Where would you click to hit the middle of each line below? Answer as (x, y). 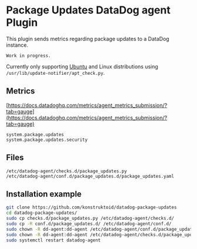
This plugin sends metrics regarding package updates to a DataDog (88, 39)
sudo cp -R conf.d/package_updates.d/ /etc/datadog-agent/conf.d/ (89, 224)
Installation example (44, 194)
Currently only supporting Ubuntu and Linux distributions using (82, 66)
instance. (17, 45)
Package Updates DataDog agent (89, 10)
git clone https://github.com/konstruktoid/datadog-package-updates (91, 207)
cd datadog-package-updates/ (42, 213)
